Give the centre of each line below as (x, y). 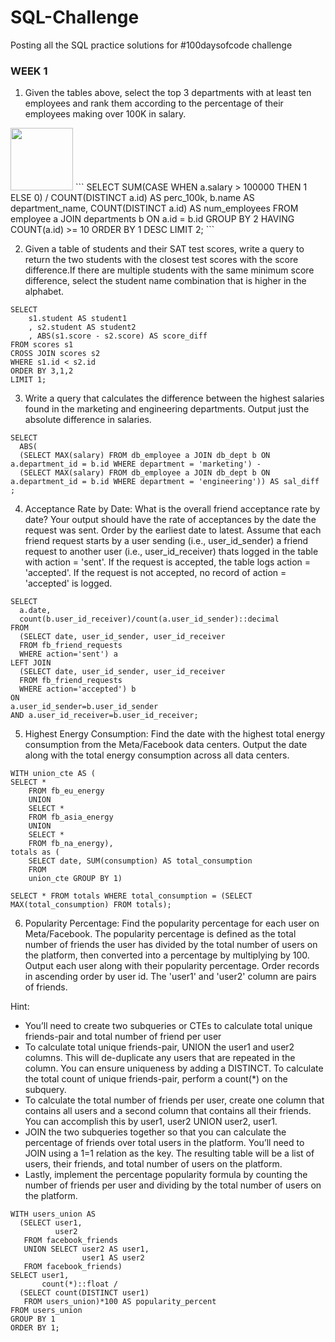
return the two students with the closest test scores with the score (161, 260)
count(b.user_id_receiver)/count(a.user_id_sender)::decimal (149, 619)
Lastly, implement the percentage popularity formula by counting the (166, 1175)
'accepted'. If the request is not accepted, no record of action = (155, 573)
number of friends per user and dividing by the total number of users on (173, 1185)
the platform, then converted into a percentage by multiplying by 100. (167, 955)
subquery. (45, 1090)
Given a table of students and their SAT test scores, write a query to (164, 249)
